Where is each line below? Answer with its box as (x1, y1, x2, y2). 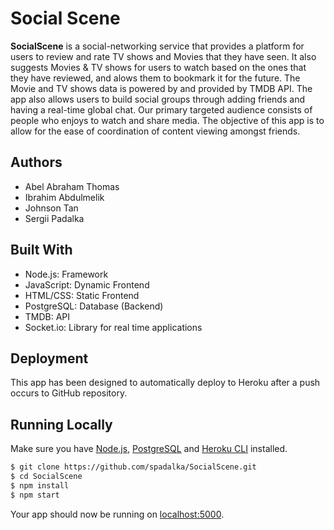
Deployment (10, 350, 89, 367)
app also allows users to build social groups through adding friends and (10, 93, 305, 105)
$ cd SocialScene (10, 472, 83, 482)
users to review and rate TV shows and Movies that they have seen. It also (10, 50, 317, 62)
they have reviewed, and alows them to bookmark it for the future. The (10, 72, 301, 84)
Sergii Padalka (24, 212, 85, 224)
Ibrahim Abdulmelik (24, 191, 105, 203)
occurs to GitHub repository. (10, 387, 128, 399)
